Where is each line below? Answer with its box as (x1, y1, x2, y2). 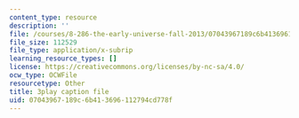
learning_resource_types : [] (9, 54, 117, 63)
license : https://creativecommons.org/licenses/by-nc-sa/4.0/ (9, 63, 245, 72)
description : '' (9, 21, 69, 30)
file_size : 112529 (9, 37, 77, 47)
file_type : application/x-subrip (9, 46, 133, 55)
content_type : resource (9, 12, 98, 22)
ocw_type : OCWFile (9, 71, 77, 80)
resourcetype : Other (9, 79, 86, 88)
